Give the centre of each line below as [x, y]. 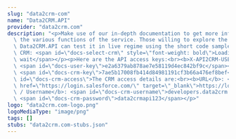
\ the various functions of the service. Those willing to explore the [121, 40]
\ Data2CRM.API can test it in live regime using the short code [111, 46]
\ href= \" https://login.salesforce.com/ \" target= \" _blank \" [105, 86]
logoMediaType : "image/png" [48, 112]
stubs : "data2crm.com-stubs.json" [58, 125]
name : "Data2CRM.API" [39, 20]
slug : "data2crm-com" [39, 14]
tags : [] [20, 118]
